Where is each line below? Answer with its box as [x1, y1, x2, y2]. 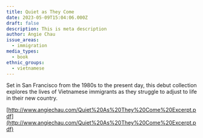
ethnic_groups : [6, 59, 45, 65]
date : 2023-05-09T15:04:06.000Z [6, 15, 88, 21]
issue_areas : [6, 37, 39, 43]
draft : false [6, 20, 39, 26]
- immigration [12, 43, 47, 49]
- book [12, 54, 28, 60]
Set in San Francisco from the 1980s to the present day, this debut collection [6, 82, 197, 89]
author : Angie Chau [6, 31, 56, 38]
